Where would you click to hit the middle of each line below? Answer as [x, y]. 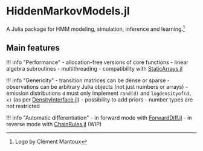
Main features [33, 47]
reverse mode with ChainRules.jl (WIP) [54, 124]
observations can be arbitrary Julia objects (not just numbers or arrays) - [97, 87]
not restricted [23, 106]
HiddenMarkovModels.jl [68, 11]
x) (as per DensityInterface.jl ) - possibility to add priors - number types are [100, 100]
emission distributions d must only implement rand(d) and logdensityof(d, [99, 93]
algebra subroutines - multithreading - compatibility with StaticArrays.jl [95, 69]
